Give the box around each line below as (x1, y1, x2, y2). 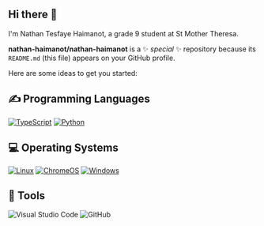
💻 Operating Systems (8, 141, 119, 155)
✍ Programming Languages (8, 92, 150, 106)
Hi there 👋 (8, 8, 58, 21)
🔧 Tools (8, 189, 46, 202)
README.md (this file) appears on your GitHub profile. (8, 53, 175, 62)
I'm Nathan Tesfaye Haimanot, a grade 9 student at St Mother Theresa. (8, 28, 239, 38)
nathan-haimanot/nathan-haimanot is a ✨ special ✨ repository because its (8, 44, 257, 54)
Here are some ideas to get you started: (8, 68, 138, 77)
